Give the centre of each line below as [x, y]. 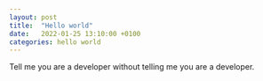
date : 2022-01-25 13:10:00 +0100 [75, 33]
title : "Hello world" [51, 26]
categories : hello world [55, 42]
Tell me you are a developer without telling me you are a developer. [132, 67]
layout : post [33, 17]
